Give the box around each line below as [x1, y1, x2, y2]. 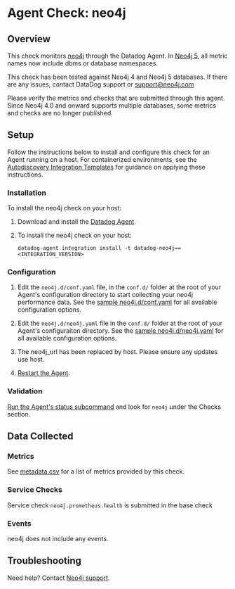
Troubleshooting [7, 555, 82, 567]
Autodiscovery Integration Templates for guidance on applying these [7, 163, 206, 171]
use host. [17, 355, 45, 364]
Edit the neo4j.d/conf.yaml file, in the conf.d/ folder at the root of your [17, 283, 222, 291]
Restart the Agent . [17, 369, 70, 377]
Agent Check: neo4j [7, 5, 126, 21]
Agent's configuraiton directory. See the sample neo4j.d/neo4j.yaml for [17, 327, 224, 335]
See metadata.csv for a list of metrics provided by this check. [7, 467, 184, 476]
